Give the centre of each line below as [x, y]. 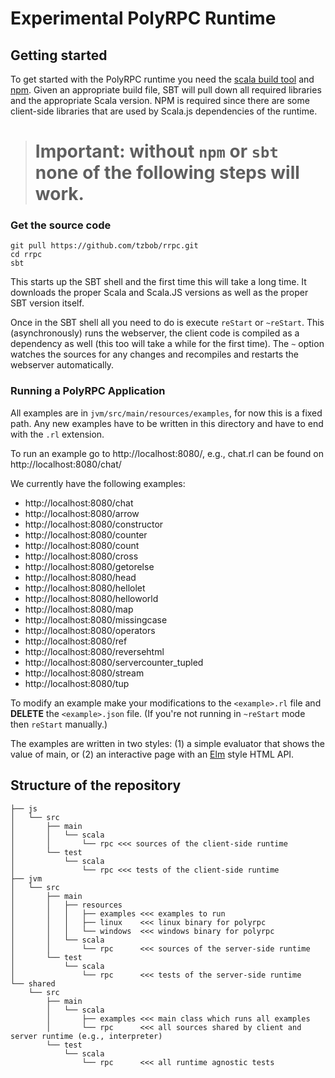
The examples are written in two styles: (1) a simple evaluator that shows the [167, 743]
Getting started [59, 55]
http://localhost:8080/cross [81, 556]
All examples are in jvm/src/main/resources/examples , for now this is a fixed [166, 413]
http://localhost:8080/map [79, 609]
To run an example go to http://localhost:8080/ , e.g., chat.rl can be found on [167, 453]
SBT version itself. [47, 303]
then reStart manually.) [59, 724]
